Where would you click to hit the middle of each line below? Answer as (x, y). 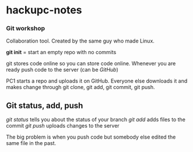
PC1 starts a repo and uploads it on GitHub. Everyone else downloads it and (97, 81)
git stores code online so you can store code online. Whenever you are (91, 63)
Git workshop (26, 29)
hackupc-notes (44, 10)
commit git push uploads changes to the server (63, 126)
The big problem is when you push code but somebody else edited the (91, 137)
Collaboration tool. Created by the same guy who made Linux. (80, 41)
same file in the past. (31, 143)
